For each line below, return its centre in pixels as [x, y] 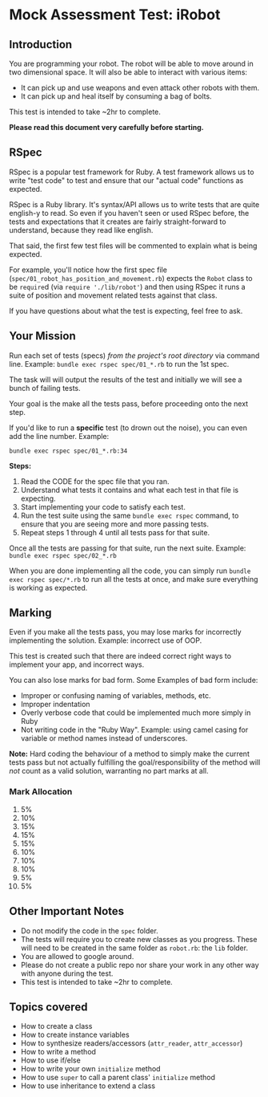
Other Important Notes [67, 911]
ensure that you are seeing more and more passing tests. [115, 524]
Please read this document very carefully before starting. [106, 127]
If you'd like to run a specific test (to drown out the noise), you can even [128, 428]
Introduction [41, 45]
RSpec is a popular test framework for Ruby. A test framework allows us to [132, 172]
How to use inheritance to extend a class [88, 1086]
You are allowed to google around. [77, 956]
